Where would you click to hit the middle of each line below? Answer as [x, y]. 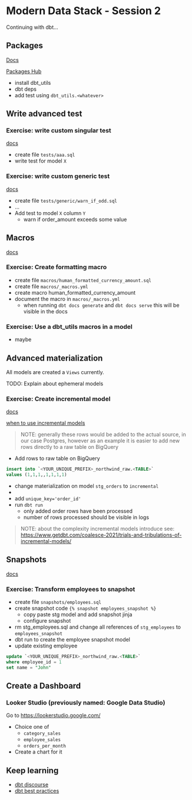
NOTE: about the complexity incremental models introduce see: [97, 529]
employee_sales [42, 740]
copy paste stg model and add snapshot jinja [78, 614]
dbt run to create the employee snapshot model [72, 640]
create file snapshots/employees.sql [58, 602]
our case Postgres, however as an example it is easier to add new [100, 441]
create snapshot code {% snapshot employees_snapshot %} [85, 609]
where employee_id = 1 [34, 662]
